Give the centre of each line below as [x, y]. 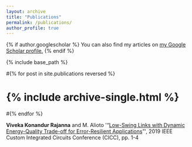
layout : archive [26, 11]
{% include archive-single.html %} [93, 97]
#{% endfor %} [24, 114]
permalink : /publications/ [39, 22]
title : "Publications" [34, 17]
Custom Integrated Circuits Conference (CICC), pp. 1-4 [73, 138]
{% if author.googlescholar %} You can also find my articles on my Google [96, 45]
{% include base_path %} [37, 62]
